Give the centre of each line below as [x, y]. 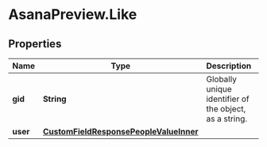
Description [229, 66]
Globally [221, 79]
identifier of [228, 99]
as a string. [227, 119]
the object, [226, 109]
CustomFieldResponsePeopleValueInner [120, 132]
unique [219, 89]
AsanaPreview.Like [73, 15]
